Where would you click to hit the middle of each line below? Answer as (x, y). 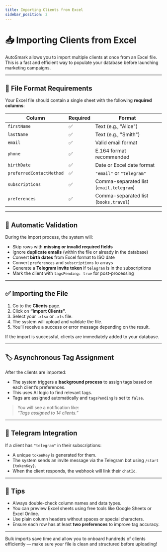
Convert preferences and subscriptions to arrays (63, 263)
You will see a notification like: (48, 407)
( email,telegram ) (115, 188)
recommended (112, 157)
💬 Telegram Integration (41, 433)
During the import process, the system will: (49, 237)
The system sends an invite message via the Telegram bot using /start (85, 460)
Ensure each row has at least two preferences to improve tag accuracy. (86, 525)
